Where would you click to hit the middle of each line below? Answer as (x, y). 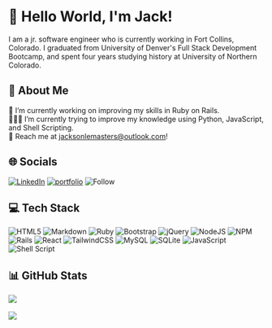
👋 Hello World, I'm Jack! (91, 17)
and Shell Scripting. (41, 127)
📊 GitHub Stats (48, 276)
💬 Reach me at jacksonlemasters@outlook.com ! (88, 136)
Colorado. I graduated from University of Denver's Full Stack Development (133, 47)
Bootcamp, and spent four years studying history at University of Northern (133, 56)
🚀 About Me (39, 91)
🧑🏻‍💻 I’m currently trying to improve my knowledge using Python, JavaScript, (136, 119)
